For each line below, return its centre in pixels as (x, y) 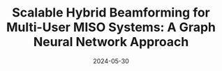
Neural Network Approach (111, 42)
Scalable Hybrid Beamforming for (111, 13)
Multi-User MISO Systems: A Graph (111, 27)
